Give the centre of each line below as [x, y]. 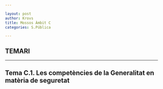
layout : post [18, 14]
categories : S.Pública [28, 27]
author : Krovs [19, 18]
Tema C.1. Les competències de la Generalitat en [80, 73]
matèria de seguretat [37, 81]
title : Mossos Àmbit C [28, 23]
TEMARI [17, 51]
